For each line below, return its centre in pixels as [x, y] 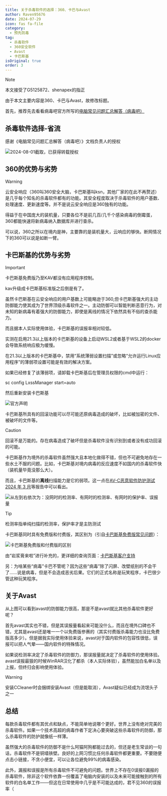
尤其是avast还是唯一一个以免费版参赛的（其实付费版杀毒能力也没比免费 [87, 632]
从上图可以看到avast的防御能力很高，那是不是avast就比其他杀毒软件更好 [79, 608]
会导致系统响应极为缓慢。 [31, 345]
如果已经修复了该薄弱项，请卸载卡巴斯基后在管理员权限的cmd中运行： [77, 373]
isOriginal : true [23, 61]
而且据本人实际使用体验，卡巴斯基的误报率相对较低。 [60, 328]
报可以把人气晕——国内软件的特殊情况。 [46, 644]
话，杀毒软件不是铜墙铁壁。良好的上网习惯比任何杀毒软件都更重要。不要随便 [83, 753]
